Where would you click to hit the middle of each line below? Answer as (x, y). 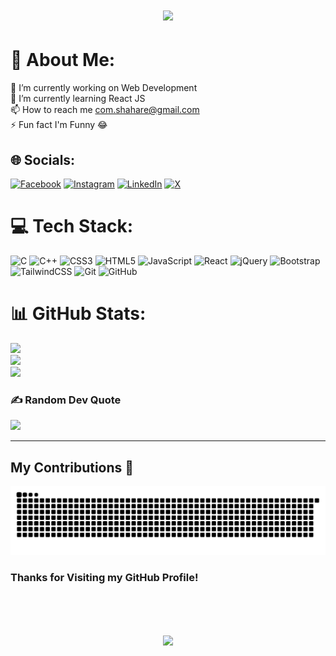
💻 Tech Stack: (72, 226)
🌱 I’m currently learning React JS (78, 99)
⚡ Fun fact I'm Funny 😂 (59, 125)
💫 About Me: (63, 60)
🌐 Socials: (43, 159)
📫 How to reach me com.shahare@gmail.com (105, 110)
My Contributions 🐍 (72, 467)
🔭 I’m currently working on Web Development (104, 88)
